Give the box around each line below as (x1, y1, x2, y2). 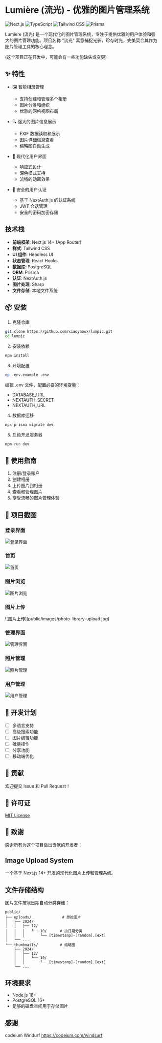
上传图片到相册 (12, 483, 43, 489)
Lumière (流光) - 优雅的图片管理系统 (5, 4, 150, 16)
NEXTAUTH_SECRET (12, 397, 54, 403)
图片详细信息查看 (19, 136, 54, 143)
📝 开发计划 (5, 708, 37, 717)
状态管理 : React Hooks (12, 257, 58, 263)
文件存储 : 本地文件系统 (12, 287, 58, 293)
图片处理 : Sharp (12, 281, 44, 287)
